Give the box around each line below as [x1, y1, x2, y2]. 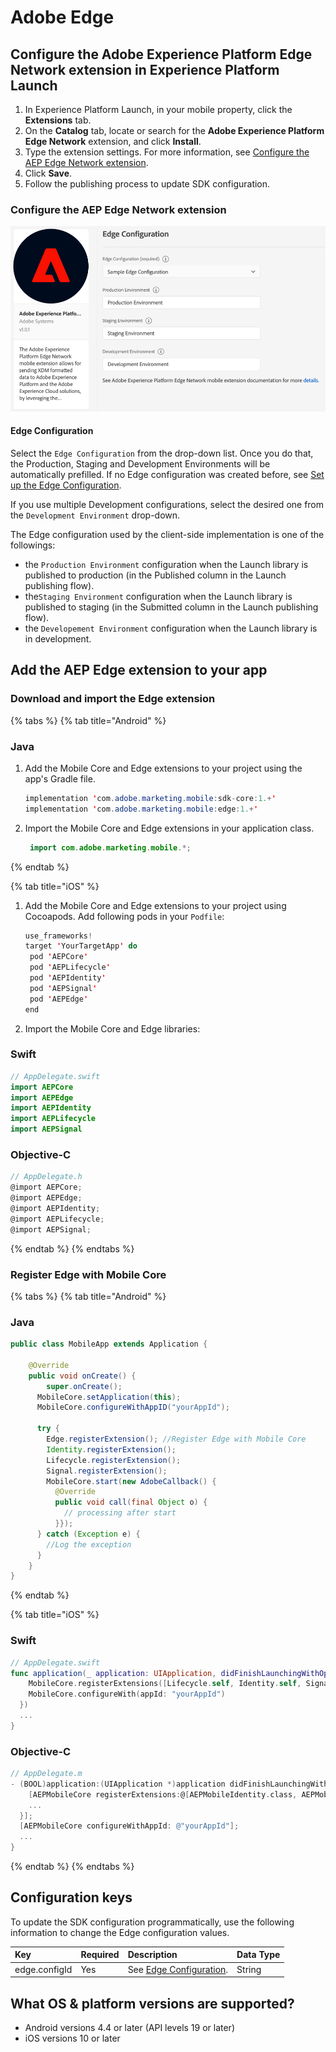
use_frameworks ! [24, 931, 93, 941]
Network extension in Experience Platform [10, 61, 280, 78]
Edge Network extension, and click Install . [24, 136, 202, 147]
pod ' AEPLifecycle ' [29, 962, 111, 973]
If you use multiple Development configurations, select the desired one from [10, 498, 325, 510]
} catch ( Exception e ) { [36, 1529, 141, 1539]
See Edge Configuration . [127, 1963, 229, 1975]
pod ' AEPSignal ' [29, 983, 98, 993]
